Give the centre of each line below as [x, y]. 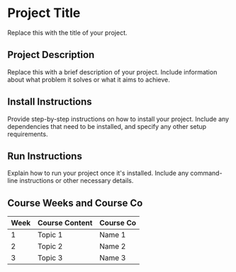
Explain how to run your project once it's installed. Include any [98, 173]
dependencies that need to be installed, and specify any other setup [107, 126]
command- [206, 173]
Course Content [65, 223]
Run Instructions [45, 156]
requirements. [28, 134]
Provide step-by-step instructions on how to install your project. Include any [118, 119]
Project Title [44, 13]
